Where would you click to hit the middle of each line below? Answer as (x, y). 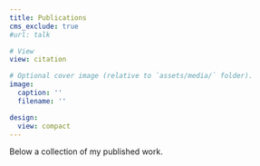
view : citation (38, 60)
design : (24, 117)
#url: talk (30, 34)
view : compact (44, 126)
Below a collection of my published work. (86, 151)
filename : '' (42, 101)
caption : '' (40, 93)
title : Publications (48, 18)
